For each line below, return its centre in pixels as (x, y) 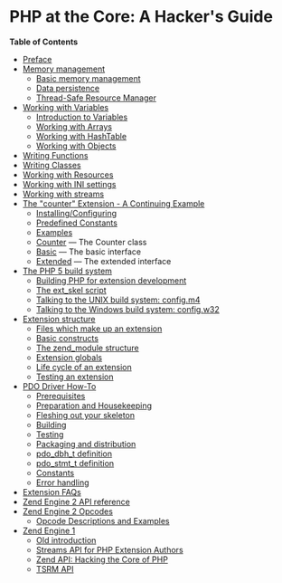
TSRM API (55, 569)
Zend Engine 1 (49, 530)
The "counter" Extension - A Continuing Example (113, 203)
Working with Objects (76, 146)
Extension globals (69, 357)
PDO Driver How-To (59, 386)
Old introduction (66, 540)
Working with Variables (66, 107)
